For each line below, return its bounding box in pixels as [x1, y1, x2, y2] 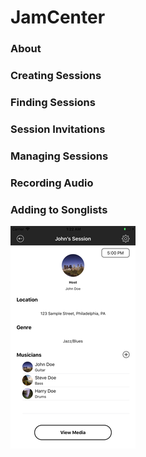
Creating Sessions [10, 69, 102, 83]
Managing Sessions [10, 149, 109, 163]
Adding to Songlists [10, 202, 108, 216]
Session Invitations [10, 122, 106, 136]
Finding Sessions [10, 95, 96, 109]
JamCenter [10, 6, 106, 29]
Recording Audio [10, 176, 94, 190]
